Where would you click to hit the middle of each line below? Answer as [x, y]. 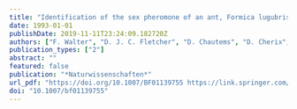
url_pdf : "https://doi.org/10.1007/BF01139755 [96, 83]
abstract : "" [33, 58]
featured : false [39, 67]
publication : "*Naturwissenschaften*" [80, 75]
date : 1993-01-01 [41, 25]
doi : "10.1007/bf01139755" [59, 91]
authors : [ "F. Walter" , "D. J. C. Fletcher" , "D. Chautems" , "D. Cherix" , [150, 42]
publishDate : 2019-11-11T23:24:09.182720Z [88, 33]
